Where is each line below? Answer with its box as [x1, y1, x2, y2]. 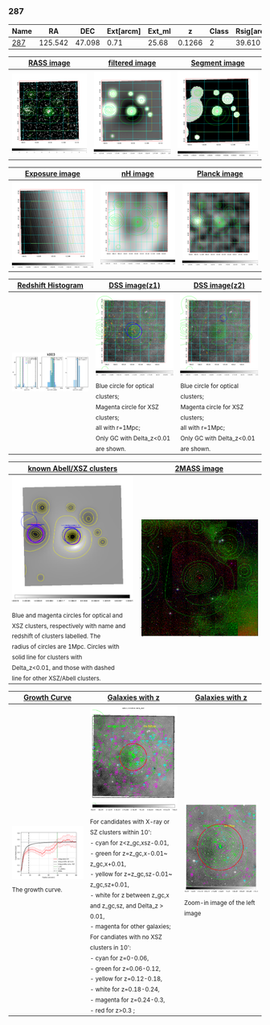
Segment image [190, 58, 245, 68]
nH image [121, 169, 154, 179]
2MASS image [174, 463, 223, 473]
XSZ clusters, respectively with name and [11, 622, 126, 630]
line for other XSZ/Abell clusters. [11, 674, 101, 682]
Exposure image [24, 169, 80, 179]
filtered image [108, 58, 157, 68]
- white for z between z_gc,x [89, 891, 170, 899]
